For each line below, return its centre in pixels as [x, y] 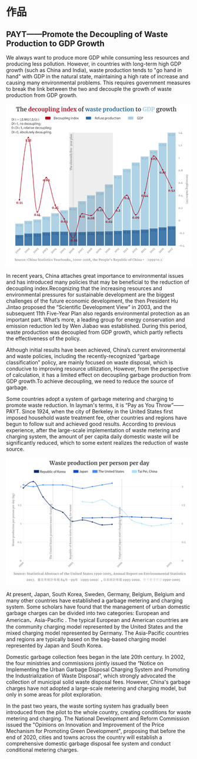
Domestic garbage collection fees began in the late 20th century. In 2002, [96, 657]
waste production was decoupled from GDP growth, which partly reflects [95, 332]
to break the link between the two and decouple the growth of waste [89, 89]
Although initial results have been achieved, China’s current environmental [96, 350]
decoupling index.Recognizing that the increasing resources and [84, 288]
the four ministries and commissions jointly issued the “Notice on [85, 663]
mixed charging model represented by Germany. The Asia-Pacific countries [98, 633]
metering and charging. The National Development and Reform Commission [98, 718]
